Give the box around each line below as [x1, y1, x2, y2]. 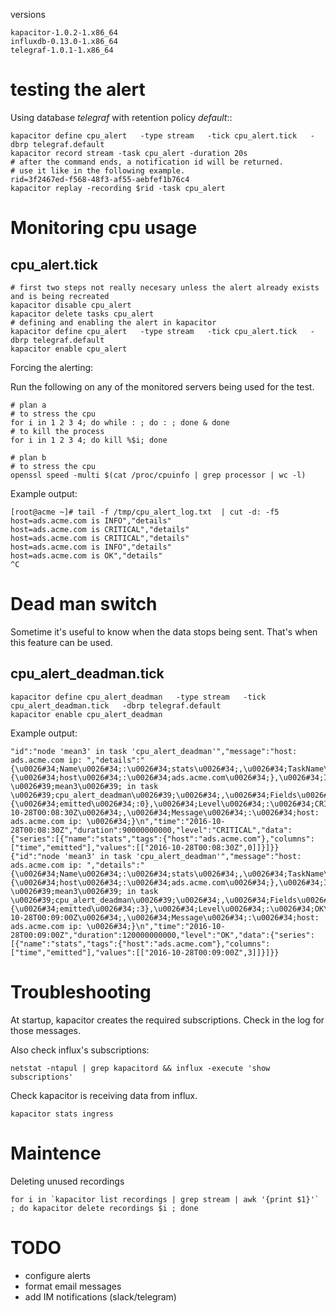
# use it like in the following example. [10, 165, 186, 176]
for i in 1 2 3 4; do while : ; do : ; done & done [10, 417, 230, 428]
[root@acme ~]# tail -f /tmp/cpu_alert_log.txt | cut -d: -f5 [10, 507, 280, 517]
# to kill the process [10, 426, 105, 436]
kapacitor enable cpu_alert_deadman [10, 709, 163, 719]
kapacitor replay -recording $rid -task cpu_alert [10, 183, 226, 193]
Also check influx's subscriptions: [10, 1044, 150, 1056]
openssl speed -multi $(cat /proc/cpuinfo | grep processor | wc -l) [10, 470, 307, 480]
